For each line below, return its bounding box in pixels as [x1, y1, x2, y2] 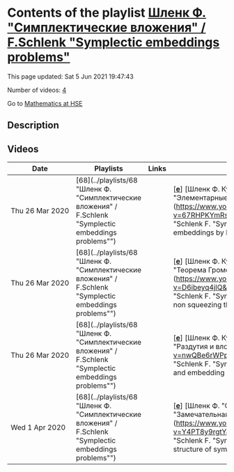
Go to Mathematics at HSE [7, 99, 83, 107]
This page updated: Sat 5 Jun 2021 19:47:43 [7, 72, 134, 81]
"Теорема [173, 265, 207, 275]
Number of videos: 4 [7, 86, 67, 94]
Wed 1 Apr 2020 [10, 423, 66, 432]
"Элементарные [173, 193, 228, 203]
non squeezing [173, 300, 222, 310]
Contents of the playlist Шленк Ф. [7, 5, 207, 21]
